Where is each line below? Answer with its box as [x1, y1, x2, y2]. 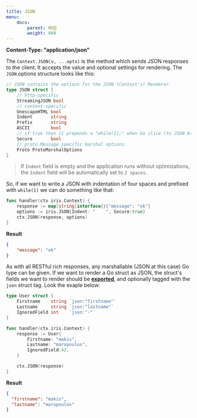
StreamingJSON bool [16, 98, 64, 104]
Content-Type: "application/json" [6, 46, 90, 53]
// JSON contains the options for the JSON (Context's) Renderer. [6, 81, 172, 88]
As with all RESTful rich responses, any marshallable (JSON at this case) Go [6, 263, 189, 270]
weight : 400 [27, 30, 57, 36]
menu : [6, 14, 19, 20]
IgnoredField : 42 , [27, 347, 69, 353]
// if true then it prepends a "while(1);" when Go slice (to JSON [16, 131, 185, 136]
